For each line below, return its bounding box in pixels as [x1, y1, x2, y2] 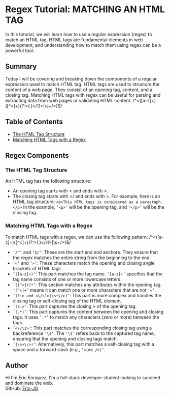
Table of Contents [5, 118, 63, 126]
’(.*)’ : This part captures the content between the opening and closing [12, 308, 164, 315]
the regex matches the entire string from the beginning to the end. [12, 254, 151, 261]
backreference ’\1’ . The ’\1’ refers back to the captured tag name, [12, 330, 155, 336]
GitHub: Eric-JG [5, 385, 39, 391]
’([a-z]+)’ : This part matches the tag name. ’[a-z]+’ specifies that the [12, 271, 163, 277]
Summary [5, 62, 37, 71]
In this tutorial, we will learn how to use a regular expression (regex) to [5, 31, 152, 37]
